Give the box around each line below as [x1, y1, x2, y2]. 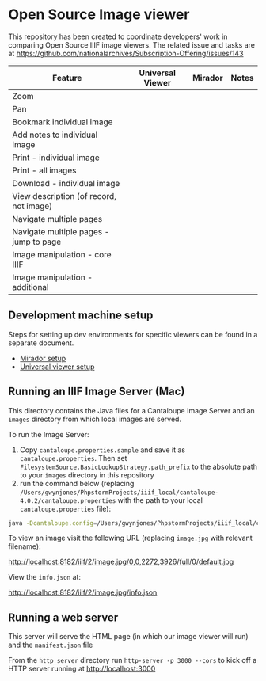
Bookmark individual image [12, 116, 113, 127]
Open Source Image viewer [8, 6, 190, 24]
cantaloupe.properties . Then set [19, 453, 127, 462]
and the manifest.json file [8, 640, 93, 650]
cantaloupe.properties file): [19, 504, 112, 513]
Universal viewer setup [19, 362, 95, 371]
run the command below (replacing [19, 478, 135, 488]
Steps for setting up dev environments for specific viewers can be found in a [8, 329, 258, 339]
